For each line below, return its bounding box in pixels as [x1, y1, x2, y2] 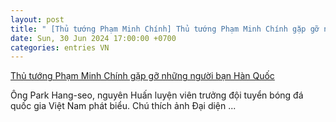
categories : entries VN [10, 42, 110, 53]
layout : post [10, 14, 65, 25]
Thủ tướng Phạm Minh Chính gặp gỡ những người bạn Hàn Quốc [10, 70, 275, 82]
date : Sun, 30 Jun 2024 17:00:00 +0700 [10, 33, 177, 43]
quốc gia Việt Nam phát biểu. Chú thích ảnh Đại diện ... [10, 100, 237, 112]
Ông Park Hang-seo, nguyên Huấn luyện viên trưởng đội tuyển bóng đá [10, 89, 304, 101]
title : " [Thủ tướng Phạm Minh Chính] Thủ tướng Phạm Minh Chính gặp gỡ [10, 24, 320, 34]
